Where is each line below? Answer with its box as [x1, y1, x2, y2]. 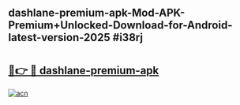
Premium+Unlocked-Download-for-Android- [8, 19, 233, 32]
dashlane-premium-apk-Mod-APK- [8, 6, 186, 20]
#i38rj [112, 31, 144, 44]
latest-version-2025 [8, 31, 111, 44]
